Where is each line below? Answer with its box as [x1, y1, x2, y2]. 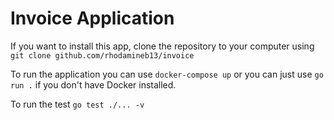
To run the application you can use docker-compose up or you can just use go [10, 68, 324, 80]
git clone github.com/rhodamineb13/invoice [10, 50, 195, 61]
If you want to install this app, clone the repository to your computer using [10, 40, 315, 52]
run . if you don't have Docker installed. [10, 78, 177, 91]
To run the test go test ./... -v [10, 98, 145, 110]
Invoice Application [10, 7, 175, 30]
